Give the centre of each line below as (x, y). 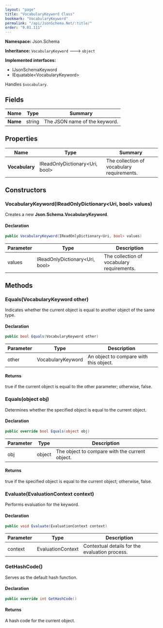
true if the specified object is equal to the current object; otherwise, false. (79, 482)
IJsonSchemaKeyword (34, 70)
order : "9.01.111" (24, 28)
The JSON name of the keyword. (81, 121)
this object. (100, 363)
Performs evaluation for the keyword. (42, 504)
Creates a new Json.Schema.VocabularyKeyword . (57, 215)
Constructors (26, 190)
